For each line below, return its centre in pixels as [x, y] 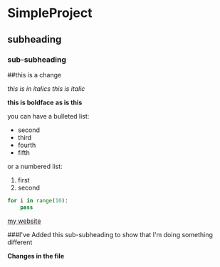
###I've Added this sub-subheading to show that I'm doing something [110, 234]
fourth [27, 145]
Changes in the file [36, 256]
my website [24, 221]
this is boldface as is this [45, 102]
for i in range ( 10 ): [38, 200]
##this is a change [35, 75]
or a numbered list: [35, 166]
